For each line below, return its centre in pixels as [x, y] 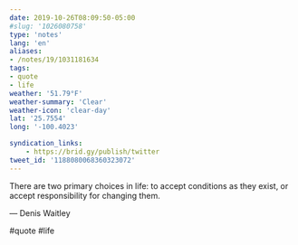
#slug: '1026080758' [48, 26]
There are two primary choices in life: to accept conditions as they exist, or [149, 185]
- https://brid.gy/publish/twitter [93, 152]
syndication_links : [46, 144]
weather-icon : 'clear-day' [60, 110]
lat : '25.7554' [38, 118]
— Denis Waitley [40, 212]
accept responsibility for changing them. [85, 195]
